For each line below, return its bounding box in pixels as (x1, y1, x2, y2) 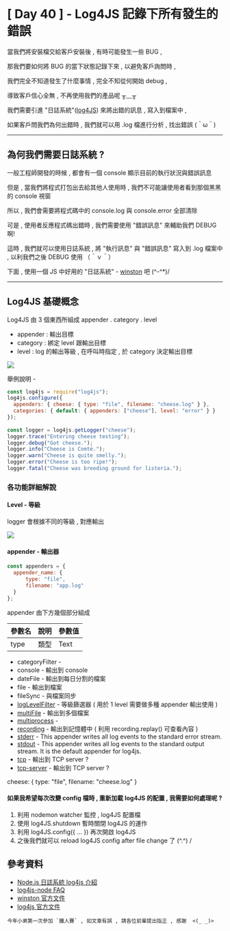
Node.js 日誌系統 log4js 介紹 (16, 877, 98, 886)
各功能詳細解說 (7, 482, 57, 492)
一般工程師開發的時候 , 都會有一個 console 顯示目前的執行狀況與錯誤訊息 (7, 168, 212, 177)
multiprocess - (16, 716, 59, 725)
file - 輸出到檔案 (16, 683, 63, 691)
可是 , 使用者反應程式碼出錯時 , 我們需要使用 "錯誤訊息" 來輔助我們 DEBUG (7, 221, 217, 229)
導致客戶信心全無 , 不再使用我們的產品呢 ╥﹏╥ (7, 91, 137, 100)
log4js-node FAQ (16, 886, 65, 894)
